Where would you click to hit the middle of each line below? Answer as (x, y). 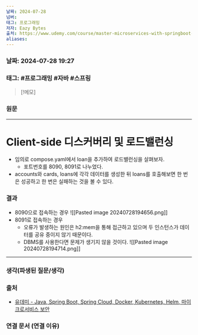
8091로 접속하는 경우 (39, 220)
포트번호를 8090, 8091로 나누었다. (63, 167)
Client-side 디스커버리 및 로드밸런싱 (90, 142)
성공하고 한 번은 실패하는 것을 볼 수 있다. (67, 181)
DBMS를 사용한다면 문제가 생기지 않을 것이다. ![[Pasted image (95, 242)
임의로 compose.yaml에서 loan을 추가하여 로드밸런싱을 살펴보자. (90, 160)
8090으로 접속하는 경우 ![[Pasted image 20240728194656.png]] (91, 212)
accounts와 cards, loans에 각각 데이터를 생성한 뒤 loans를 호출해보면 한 (98, 174)
